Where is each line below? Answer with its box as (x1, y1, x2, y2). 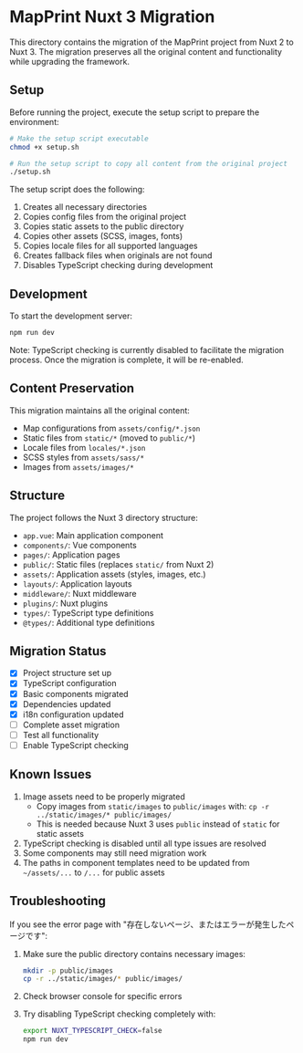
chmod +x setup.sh (9, 142, 79, 151)
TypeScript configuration (22, 678, 117, 689)
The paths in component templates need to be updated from (22, 857, 250, 868)
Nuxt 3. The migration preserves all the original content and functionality (9, 46, 283, 57)
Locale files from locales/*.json (22, 442, 146, 453)
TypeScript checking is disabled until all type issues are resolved (22, 838, 266, 849)
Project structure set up (22, 668, 112, 679)
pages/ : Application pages (22, 549, 120, 560)
